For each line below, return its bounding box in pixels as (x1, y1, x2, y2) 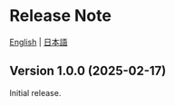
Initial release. (9, 87, 62, 98)
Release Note (9, 5, 112, 26)
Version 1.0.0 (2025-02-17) (9, 63, 167, 79)
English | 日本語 (9, 36, 68, 47)
